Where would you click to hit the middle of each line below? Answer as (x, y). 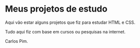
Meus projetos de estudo (56, 9)
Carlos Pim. (16, 41)
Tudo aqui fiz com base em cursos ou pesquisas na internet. (65, 32)
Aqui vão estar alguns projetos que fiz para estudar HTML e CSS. (70, 22)
